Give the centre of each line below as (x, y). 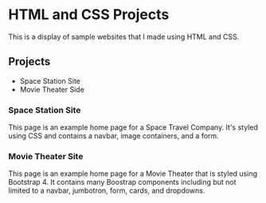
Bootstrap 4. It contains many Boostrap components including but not (122, 182)
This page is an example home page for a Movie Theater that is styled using (133, 174)
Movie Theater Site (46, 156)
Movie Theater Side (52, 89)
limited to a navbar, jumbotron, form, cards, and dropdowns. (107, 191)
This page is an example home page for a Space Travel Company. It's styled (133, 127)
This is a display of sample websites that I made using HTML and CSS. (124, 37)
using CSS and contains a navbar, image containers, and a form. (113, 136)
